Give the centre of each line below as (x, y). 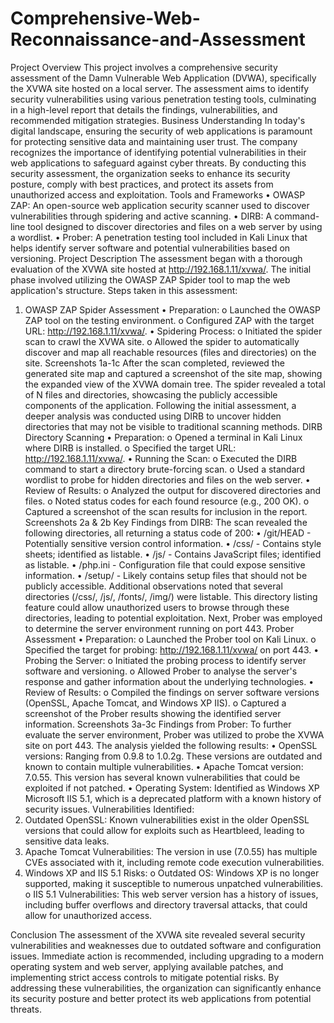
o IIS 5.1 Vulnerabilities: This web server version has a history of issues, (171, 894)
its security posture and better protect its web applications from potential (161, 998)
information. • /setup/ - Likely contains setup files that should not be (166, 575)
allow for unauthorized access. (88, 915)
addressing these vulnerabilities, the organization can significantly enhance (166, 988)
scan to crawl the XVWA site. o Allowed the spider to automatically (162, 341)
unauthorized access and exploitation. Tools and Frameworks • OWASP (158, 194)
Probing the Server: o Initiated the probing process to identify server (165, 660)
